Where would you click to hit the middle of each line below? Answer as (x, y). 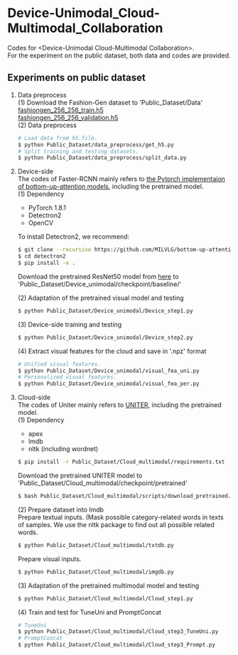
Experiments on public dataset (76, 78)
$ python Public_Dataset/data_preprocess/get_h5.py (96, 145)
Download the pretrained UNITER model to (80, 475)
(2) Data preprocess (47, 125)
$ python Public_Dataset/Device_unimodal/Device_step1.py (105, 310)
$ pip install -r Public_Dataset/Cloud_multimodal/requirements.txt (121, 462)
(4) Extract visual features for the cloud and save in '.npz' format (112, 351)
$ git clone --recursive (54, 250)
